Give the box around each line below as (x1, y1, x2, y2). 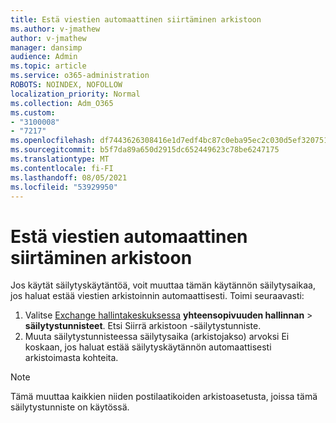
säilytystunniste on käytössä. (10, 401, 130, 413)
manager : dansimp (10, 42, 83, 53)
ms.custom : (10, 107, 56, 118)
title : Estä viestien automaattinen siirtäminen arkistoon (10, 14, 262, 25)
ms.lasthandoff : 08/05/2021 (10, 172, 128, 183)
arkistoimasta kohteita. (24, 352, 119, 364)
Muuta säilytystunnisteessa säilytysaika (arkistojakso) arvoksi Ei (24, 331, 290, 343)
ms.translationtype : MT (10, 154, 110, 164)
